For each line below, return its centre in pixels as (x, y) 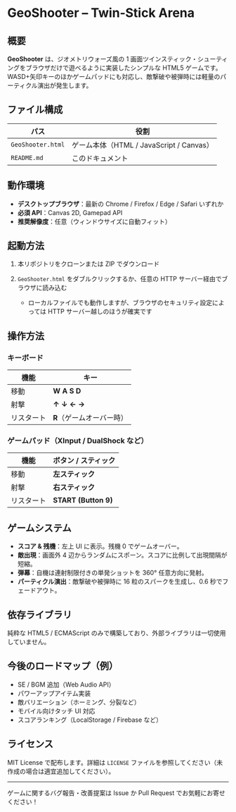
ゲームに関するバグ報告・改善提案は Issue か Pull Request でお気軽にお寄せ (117, 793)
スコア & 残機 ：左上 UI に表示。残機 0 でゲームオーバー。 (100, 546)
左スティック (74, 474)
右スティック (74, 488)
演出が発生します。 (65, 85)
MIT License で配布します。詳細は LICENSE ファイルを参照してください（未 (115, 762)
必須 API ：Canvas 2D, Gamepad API (70, 212)
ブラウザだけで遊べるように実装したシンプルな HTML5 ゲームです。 (124, 68)
